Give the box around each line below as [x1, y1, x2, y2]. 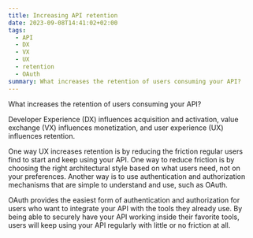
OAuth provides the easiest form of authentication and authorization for [8, 195, 240, 205]
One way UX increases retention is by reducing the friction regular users [8, 147, 243, 156]
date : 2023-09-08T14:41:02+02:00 [8, 19, 118, 27]
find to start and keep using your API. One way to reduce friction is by [8, 154, 235, 164]
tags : [8, 26, 26, 34]
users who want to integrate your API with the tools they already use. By [8, 203, 243, 213]
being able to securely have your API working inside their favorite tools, [8, 212, 240, 221]
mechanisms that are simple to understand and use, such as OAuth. [8, 180, 229, 189]
